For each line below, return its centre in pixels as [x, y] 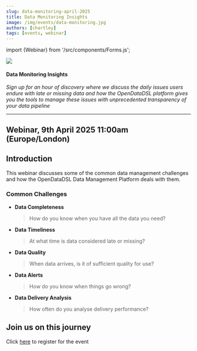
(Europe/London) [38, 139]
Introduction [29, 159]
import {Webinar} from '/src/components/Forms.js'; [68, 50]
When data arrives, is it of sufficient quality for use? [91, 263]
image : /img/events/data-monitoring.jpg [56, 22]
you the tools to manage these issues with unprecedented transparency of [96, 99]
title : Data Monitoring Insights [47, 17]
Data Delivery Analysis [43, 297]
